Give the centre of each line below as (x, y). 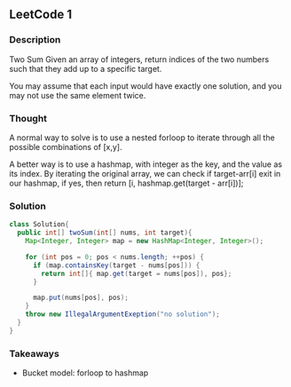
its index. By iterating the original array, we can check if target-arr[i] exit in (145, 173)
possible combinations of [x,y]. (66, 146)
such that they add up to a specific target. (86, 68)
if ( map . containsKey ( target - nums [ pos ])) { (116, 265)
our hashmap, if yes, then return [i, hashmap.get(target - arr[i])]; (126, 183)
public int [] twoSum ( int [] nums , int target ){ (105, 233)
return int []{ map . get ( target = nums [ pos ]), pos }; (137, 273)
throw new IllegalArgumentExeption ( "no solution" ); (122, 314)
